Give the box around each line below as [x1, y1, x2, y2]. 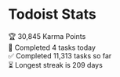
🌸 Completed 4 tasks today [8, 43, 96, 52]
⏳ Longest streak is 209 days [8, 60, 104, 69]
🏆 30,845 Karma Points [8, 31, 86, 40]
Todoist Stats [8, 5, 96, 23]
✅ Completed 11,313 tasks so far [8, 51, 112, 60]
